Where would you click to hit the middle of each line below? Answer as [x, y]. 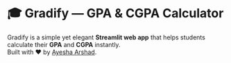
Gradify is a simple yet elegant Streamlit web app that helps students [106, 37]
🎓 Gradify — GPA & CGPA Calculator [115, 13]
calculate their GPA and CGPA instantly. [64, 44]
